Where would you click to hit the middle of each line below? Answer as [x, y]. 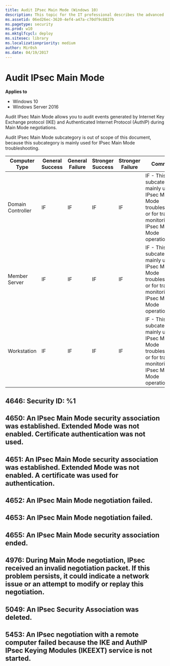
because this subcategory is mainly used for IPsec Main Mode [70, 143]
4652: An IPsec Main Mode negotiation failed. [79, 501]
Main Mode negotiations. [31, 128]
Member [18, 276]
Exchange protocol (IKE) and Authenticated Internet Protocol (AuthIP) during [85, 122]
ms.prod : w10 [19, 29]
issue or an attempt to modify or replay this [75, 584]
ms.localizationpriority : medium [40, 43]
